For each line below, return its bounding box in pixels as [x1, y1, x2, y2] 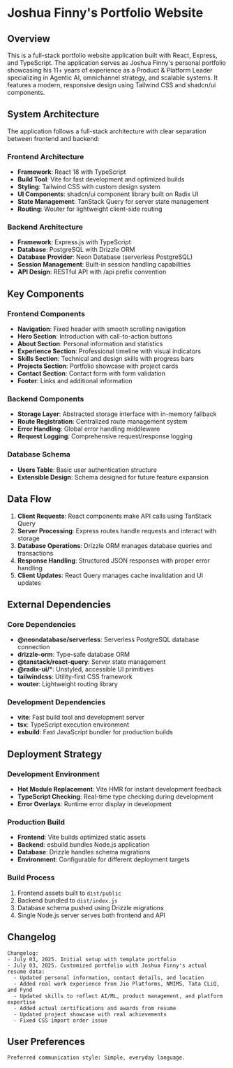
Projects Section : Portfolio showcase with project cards [17, 362, 179, 371]
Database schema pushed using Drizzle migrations [17, 903, 164, 912]
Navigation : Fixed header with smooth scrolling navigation [17, 325, 186, 333]
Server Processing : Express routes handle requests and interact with [17, 526, 217, 535]
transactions [17, 549, 54, 557]
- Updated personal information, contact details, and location [13, 974, 204, 981]
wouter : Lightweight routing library [17, 680, 119, 688]
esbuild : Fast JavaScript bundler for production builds [17, 728, 173, 736]
